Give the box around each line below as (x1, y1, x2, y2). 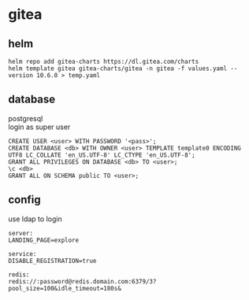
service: (8, 250, 37, 257)
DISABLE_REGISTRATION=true (8, 257, 97, 265)
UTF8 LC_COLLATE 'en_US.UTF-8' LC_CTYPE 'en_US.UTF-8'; (8, 151, 195, 159)
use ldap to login (8, 214, 62, 224)
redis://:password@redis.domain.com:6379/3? (8, 277, 157, 285)
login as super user (8, 122, 71, 131)
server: (8, 229, 34, 237)
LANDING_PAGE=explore (8, 236, 80, 244)
